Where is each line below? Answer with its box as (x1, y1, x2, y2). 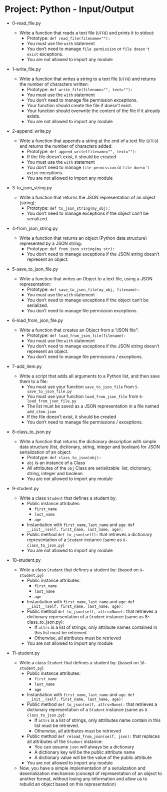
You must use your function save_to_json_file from (26, 383, 134, 389)
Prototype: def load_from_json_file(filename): (26, 332, 126, 338)
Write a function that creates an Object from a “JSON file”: (19, 327, 139, 333)
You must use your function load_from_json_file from (26, 393, 138, 399)
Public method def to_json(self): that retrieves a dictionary (26, 531, 152, 537)
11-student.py (11, 650, 40, 656)
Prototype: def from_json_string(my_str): (26, 245, 115, 251)
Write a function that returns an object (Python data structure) (19, 235, 147, 241)
